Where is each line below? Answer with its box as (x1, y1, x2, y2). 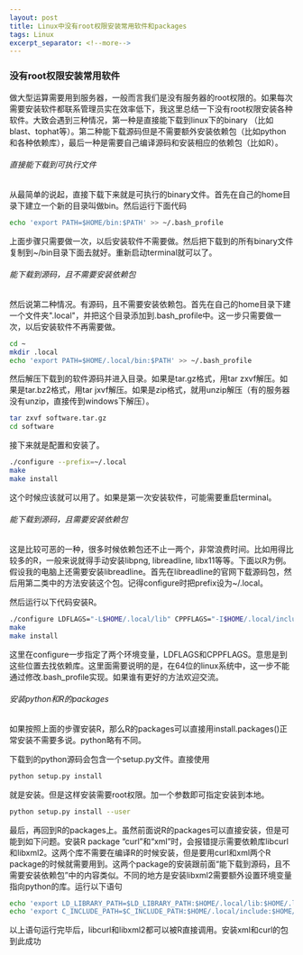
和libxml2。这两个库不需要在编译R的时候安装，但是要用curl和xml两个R (9, 847, 271, 858)
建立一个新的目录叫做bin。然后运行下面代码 (24, 200, 188, 211)
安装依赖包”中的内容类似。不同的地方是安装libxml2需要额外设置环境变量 (24, 869, 293, 880)
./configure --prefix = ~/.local (9, 458, 127, 467)
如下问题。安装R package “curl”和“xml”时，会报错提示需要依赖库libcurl (24, 835, 289, 847)
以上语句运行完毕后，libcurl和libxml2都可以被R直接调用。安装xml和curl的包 (9, 924, 289, 935)
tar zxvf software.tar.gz (9, 414, 106, 423)
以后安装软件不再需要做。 (24, 321, 120, 332)
